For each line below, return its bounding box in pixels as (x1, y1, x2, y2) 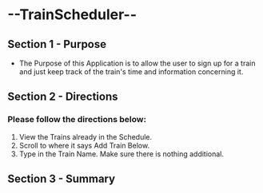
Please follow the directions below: (7, 114, 147, 125)
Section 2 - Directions (7, 90, 118, 104)
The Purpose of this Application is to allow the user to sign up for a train (18, 58, 256, 68)
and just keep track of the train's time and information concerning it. (18, 67, 244, 77)
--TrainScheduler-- (7, 6, 137, 24)
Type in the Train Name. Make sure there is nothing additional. (18, 149, 225, 159)
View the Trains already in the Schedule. (18, 132, 153, 141)
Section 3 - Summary (7, 172, 116, 186)
